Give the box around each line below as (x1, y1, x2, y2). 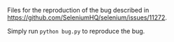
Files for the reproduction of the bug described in (7, 6, 150, 14)
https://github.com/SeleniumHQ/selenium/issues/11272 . (7, 13, 168, 22)
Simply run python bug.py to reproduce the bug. (7, 27, 145, 35)
